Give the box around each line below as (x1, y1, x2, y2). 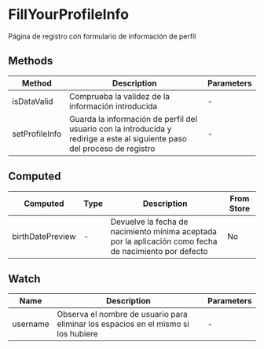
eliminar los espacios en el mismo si (57, 318, 190, 329)
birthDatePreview (12, 230, 76, 241)
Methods (8, 54, 53, 68)
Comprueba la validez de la (69, 90, 170, 101)
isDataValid (12, 96, 53, 107)
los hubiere (57, 329, 98, 340)
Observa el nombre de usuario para (57, 309, 188, 320)
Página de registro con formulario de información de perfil (8, 31, 196, 41)
